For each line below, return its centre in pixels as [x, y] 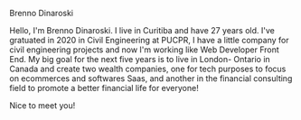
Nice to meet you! [42, 106]
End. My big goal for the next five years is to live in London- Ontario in [140, 59]
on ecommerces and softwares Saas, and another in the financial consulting [151, 78]
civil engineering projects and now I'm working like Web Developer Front [145, 50]
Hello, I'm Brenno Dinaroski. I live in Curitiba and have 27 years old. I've [142, 30]
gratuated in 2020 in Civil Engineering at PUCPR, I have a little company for [149, 40]
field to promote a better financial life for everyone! [104, 88]
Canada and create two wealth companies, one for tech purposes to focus [148, 69]
